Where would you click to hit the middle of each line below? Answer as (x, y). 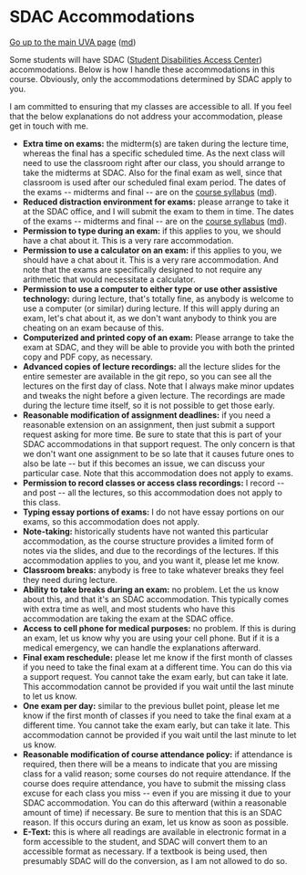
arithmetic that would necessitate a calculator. (109, 279)
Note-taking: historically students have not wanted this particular (145, 531)
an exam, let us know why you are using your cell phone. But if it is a (151, 638)
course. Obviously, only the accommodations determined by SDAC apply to (151, 78)
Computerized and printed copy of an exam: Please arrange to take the (158, 337)
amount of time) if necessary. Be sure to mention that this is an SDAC (152, 812)
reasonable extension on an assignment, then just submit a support (149, 424)
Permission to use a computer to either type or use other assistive (150, 288)
